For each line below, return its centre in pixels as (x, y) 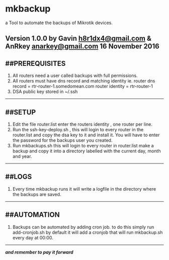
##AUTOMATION (32, 215)
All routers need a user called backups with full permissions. (75, 75)
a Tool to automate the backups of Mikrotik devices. (59, 23)
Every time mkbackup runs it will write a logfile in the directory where (84, 189)
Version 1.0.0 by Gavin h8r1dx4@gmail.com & (78, 38)
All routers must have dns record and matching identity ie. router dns (84, 81)
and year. (22, 156)
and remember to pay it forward (39, 252)
